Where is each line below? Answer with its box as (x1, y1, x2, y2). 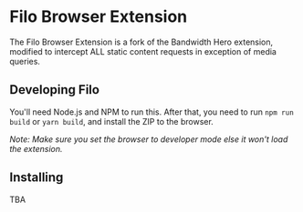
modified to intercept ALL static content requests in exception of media (9, 45, 277, 56)
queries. (9, 56, 41, 66)
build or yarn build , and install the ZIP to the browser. (9, 116, 214, 126)
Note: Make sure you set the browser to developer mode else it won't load (9, 134, 288, 145)
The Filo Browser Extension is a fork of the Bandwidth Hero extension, (9, 36, 274, 47)
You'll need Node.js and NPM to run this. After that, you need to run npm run (9, 106, 294, 117)
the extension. (9, 143, 63, 154)
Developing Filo (9, 82, 100, 97)
